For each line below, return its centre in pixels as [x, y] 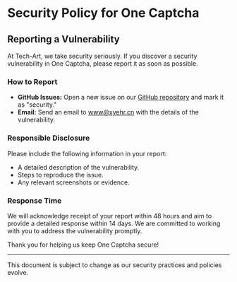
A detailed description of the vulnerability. [78, 167]
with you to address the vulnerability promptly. [75, 230]
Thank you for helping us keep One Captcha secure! [83, 245]
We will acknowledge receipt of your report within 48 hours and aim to [110, 216]
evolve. [18, 272]
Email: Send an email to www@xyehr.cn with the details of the [108, 112]
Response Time [35, 201]
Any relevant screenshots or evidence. [74, 182]
